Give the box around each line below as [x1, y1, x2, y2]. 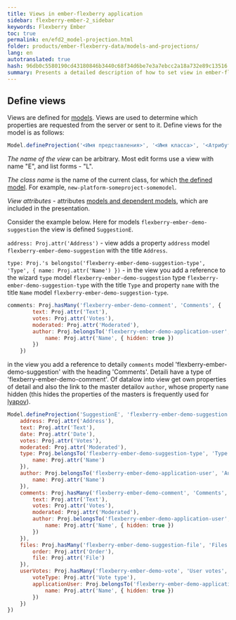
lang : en [7, 50, 33, 57]
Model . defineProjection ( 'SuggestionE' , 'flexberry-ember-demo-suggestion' [7, 411, 231, 418]
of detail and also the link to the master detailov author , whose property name [7, 383, 229, 391]
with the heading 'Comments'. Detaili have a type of [62, 368, 212, 376]
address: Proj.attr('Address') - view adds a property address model [7, 239, 210, 248]
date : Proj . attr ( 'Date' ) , [20, 431, 96, 438]
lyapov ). [7, 398, 31, 406]
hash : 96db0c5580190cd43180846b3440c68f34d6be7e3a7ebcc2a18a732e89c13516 [7, 62, 228, 69]
